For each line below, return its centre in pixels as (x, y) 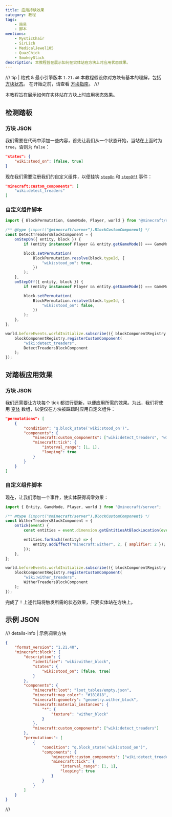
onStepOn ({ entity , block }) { (48, 239)
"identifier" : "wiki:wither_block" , (72, 662)
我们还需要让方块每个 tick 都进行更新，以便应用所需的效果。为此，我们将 (82, 403)
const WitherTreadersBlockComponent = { (49, 521)
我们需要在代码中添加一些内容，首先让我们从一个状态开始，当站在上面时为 (84, 140)
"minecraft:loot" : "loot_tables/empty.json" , (82, 690)
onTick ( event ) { (32, 526)
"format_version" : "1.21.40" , (47, 648)
